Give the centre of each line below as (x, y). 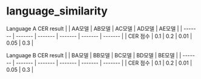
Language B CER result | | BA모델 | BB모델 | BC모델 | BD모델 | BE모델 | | (94, 55)
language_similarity (57, 11)
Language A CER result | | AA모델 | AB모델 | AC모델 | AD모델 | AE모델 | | (94, 28)
